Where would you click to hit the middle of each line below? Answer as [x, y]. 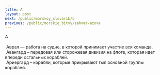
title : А [14, 9]
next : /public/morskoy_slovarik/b [40, 18]
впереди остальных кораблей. [37, 57]
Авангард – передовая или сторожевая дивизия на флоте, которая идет [80, 52]
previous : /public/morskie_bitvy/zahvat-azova [53, 23]
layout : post [18, 14]
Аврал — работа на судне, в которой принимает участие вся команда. [80, 47]
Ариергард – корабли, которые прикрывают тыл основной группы [75, 62]
